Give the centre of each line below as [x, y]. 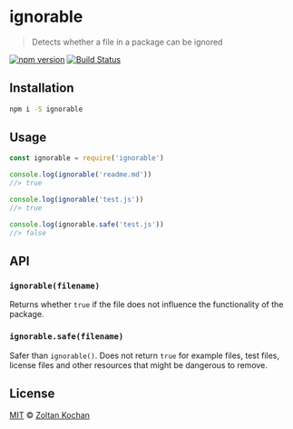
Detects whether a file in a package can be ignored [127, 42]
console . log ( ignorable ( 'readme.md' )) [81, 175]
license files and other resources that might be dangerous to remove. [138, 364]
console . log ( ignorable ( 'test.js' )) [77, 200]
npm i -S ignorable [46, 109]
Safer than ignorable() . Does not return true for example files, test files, [144, 355]
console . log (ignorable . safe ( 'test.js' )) [87, 224]
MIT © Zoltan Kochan [50, 415]
